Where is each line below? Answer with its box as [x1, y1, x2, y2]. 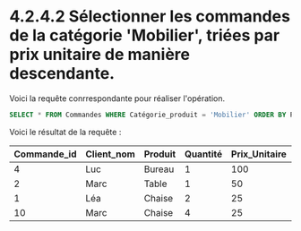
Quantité [184, 148, 223, 160]
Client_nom [85, 148, 136, 160]
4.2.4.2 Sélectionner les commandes [9, 6, 291, 27]
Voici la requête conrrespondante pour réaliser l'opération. [9, 92, 226, 104]
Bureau [143, 163, 175, 175]
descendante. [9, 64, 115, 84]
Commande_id [13, 148, 78, 160]
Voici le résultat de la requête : [9, 126, 122, 137]
